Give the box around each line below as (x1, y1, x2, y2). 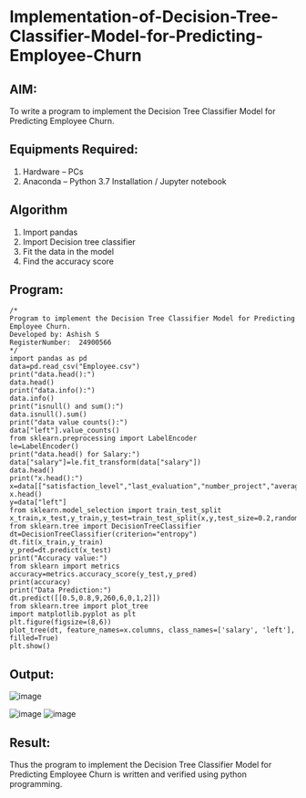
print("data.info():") (9, 386, 96, 395)
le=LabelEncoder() (9, 442, 79, 451)
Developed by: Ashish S (9, 331, 100, 340)
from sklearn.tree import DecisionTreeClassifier (9, 522, 202, 531)
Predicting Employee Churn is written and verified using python (9, 769, 248, 780)
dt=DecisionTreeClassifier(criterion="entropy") (9, 530, 198, 540)
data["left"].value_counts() (9, 426, 120, 436)
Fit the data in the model (22, 246, 115, 257)
